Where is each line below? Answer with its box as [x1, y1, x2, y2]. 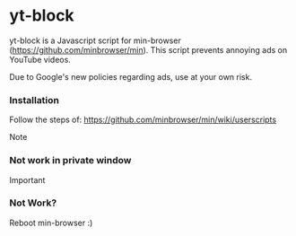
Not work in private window [9, 154, 132, 167]
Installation [9, 93, 60, 106]
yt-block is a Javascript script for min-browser [9, 35, 181, 46]
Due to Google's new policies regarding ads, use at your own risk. [9, 71, 253, 82]
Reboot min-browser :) [9, 217, 93, 228]
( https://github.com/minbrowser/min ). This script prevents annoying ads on [9, 44, 288, 55]
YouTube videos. [9, 54, 72, 65]
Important [9, 174, 46, 185]
